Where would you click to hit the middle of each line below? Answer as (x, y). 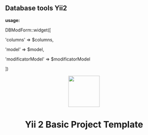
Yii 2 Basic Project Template (84, 124)
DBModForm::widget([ (28, 30)
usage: (12, 20)
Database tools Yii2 (36, 8)
